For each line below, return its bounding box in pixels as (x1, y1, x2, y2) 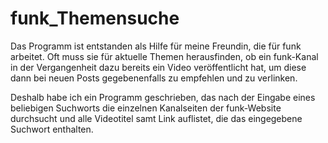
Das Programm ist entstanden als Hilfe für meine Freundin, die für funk (10, 40, 302, 52)
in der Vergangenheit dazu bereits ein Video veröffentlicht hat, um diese (10, 61, 307, 73)
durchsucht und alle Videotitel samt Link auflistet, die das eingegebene (10, 112, 303, 124)
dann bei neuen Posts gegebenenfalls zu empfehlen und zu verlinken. (10, 72, 298, 84)
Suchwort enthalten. (10, 123, 94, 135)
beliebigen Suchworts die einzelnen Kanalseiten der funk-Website (10, 102, 282, 114)
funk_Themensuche (10, 7, 180, 30)
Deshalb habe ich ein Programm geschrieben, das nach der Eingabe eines (10, 91, 316, 103)
